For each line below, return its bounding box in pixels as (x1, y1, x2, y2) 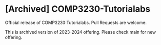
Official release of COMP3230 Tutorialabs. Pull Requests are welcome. (5, 20, 147, 25)
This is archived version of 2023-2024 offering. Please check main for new (5, 29, 156, 35)
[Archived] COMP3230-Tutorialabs (5, 3, 150, 15)
